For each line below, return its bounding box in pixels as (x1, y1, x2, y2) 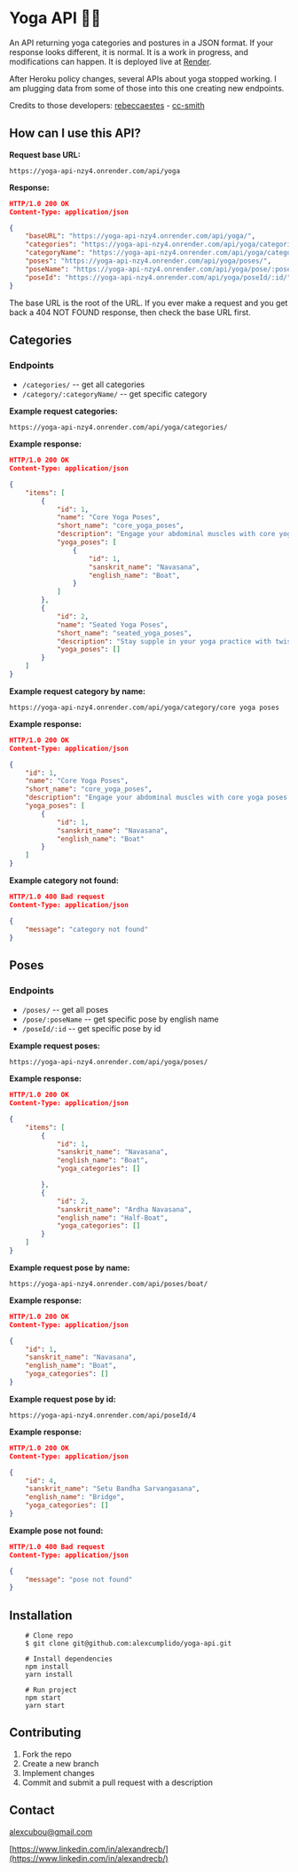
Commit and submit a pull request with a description (21, 1777, 213, 1788)
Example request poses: (9, 1040, 100, 1051)
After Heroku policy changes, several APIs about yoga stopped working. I (9, 73, 277, 83)
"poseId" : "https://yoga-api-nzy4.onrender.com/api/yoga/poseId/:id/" (25, 273, 292, 282)
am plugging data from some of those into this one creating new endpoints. (9, 83, 285, 93)
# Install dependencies (25, 1655, 114, 1663)
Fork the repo (21, 1749, 73, 1759)
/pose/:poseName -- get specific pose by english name (21, 1014, 219, 1024)
